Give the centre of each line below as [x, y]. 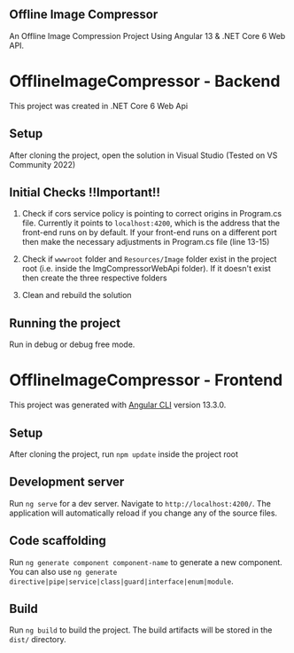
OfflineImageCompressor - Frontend [146, 380]
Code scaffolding [58, 541]
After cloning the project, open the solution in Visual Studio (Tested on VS [143, 155]
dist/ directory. [38, 640]
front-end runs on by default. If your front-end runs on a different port [149, 232]
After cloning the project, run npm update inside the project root [124, 454]
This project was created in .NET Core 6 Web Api [99, 106]
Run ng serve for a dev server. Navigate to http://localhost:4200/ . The [140, 503]
